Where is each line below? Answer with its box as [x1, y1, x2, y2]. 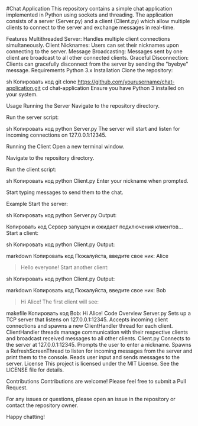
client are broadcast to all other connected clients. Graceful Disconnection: [6, 54, 189, 61]
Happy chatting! [6, 414, 46, 420]
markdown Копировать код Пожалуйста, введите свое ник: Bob [6, 287, 167, 293]
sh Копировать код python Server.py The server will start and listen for [6, 125, 180, 132]
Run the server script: [6, 114, 59, 121]
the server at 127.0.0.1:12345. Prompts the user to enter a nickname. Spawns [6, 341, 191, 348]
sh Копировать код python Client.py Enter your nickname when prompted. [6, 177, 189, 184]
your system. [6, 91, 38, 98]
